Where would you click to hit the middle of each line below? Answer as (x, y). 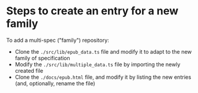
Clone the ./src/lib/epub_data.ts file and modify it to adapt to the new (103, 51)
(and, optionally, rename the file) (55, 83)
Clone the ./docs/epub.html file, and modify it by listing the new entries (103, 77)
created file (29, 70)
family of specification (42, 58)
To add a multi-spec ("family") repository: (58, 40)
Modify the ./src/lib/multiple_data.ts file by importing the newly (97, 64)
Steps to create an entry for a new (92, 11)
